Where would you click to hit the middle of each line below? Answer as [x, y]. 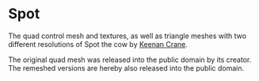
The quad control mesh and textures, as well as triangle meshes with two [128, 36]
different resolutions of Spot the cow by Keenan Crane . [98, 44]
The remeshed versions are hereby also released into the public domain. [126, 67]
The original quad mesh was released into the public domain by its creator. [130, 60]
